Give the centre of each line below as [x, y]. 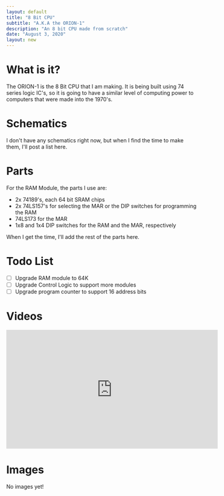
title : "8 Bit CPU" [31, 17]
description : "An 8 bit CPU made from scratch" [67, 29]
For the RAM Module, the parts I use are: [57, 188]
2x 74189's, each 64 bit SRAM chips [60, 199]
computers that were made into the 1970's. [59, 99]
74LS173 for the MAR [41, 218]
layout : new [21, 40]
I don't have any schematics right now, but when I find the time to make [95, 140]
